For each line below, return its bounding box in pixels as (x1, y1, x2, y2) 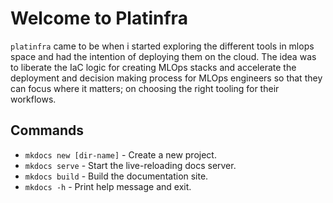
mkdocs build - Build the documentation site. (24, 170, 209, 182)
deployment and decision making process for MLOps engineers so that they (10, 72, 323, 84)
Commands (10, 122, 85, 139)
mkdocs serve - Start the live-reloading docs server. (24, 159, 237, 171)
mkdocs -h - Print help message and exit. (24, 180, 192, 192)
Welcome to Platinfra (10, 7, 188, 30)
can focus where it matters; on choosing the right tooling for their (10, 82, 280, 94)
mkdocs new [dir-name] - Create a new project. (24, 148, 217, 161)
